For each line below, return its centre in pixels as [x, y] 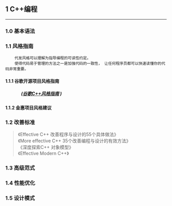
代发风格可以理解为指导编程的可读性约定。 [53, 58]
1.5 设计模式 [20, 198]
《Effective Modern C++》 [43, 153]
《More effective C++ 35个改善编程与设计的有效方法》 [74, 141]
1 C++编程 [21, 9]
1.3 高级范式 [20, 167]
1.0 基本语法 [20, 31]
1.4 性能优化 [20, 183]
